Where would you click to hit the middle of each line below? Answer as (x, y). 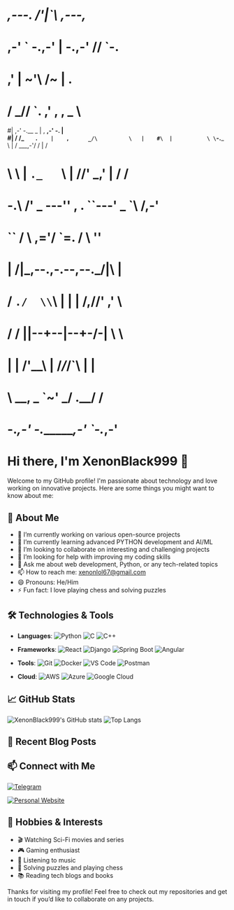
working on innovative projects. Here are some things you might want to (111, 488)
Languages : (35, 636)
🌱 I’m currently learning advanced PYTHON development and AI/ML (115, 541)
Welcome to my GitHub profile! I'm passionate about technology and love (112, 481)
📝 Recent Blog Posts (52, 741)
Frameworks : (37, 649)
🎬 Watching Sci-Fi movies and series (71, 839)
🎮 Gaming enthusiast (49, 850)
